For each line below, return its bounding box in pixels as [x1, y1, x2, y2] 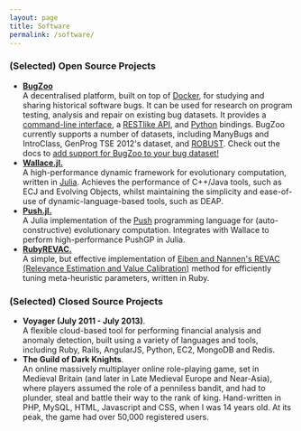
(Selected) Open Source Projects [9, 60, 156, 72]
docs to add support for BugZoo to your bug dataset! [22, 147, 219, 158]
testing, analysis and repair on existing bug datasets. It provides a [22, 109, 267, 120]
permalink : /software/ [9, 30, 95, 39]
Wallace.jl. [22, 157, 63, 168]
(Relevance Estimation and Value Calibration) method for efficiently [22, 263, 272, 274]
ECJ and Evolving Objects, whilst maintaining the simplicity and [22, 186, 259, 197]
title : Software [9, 22, 70, 31]
